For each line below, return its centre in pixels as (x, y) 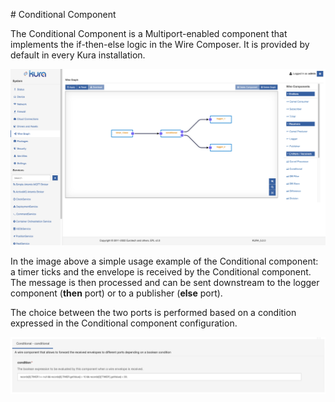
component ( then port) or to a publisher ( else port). (116, 293)
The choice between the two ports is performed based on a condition (153, 313)
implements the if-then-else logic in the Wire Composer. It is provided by (160, 44)
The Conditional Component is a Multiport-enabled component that (149, 33)
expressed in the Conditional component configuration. (124, 323)
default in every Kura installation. (78, 55)
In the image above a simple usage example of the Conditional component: (164, 261)
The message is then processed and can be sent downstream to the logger (165, 283)
